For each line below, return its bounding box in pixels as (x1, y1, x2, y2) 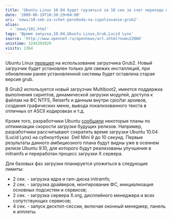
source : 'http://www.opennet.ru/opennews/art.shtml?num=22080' (5, 36, 143, 42)
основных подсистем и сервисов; (12, 187, 87, 193)
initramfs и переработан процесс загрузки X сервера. (5, 150, 123, 156)
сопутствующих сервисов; (12, 197, 72, 204)
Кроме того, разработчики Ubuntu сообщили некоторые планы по (5, 117, 150, 124)
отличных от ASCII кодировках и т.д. (5, 108, 85, 114)
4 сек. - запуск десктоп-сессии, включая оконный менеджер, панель (12, 203, 166, 209)
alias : (5, 22, 19, 27)
